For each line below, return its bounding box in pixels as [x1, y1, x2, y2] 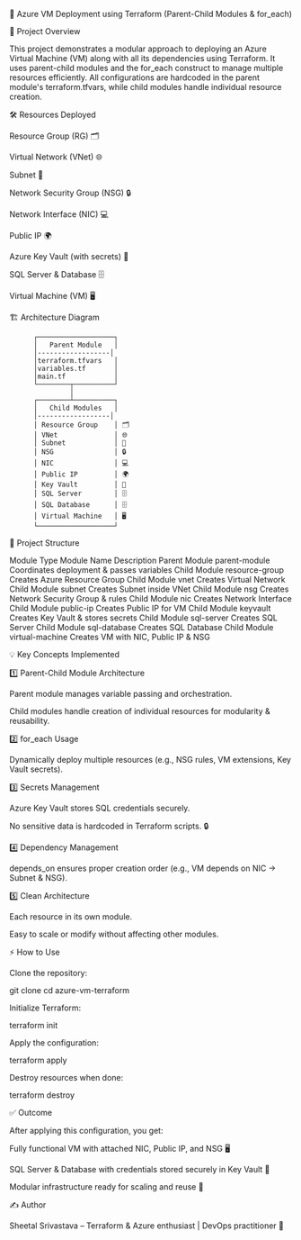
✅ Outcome [9, 1108, 53, 1118]
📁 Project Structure [9, 538, 80, 548]
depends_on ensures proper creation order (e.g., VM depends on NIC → [9, 863, 277, 873]
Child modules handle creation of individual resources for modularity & [9, 706, 271, 716]
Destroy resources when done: [9, 1073, 124, 1082]
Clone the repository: [9, 968, 88, 978]
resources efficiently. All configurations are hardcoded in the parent [9, 72, 261, 83]
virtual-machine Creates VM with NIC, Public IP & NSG [9, 631, 211, 642]
